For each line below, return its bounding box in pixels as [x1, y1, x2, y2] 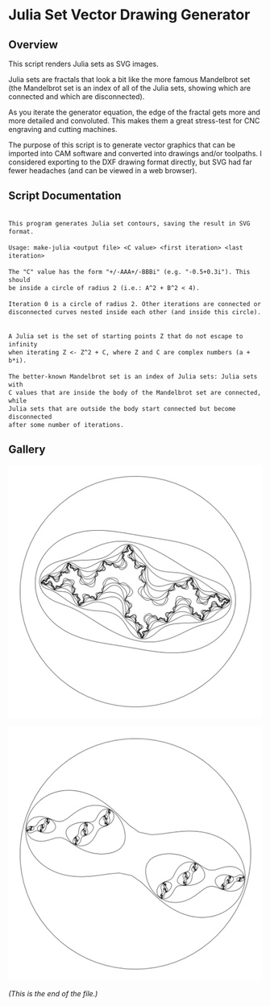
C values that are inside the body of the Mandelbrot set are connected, [8, 388, 262, 396]
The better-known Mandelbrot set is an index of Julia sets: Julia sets [8, 372, 258, 380]
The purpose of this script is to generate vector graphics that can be [8, 140, 236, 150]
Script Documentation [8, 189, 122, 203]
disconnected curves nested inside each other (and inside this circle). [8, 308, 262, 316]
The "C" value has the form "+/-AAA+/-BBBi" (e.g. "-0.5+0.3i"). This [8, 267, 251, 275]
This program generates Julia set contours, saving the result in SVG [8, 219, 251, 227]
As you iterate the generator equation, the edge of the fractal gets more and [8, 107, 260, 117]
